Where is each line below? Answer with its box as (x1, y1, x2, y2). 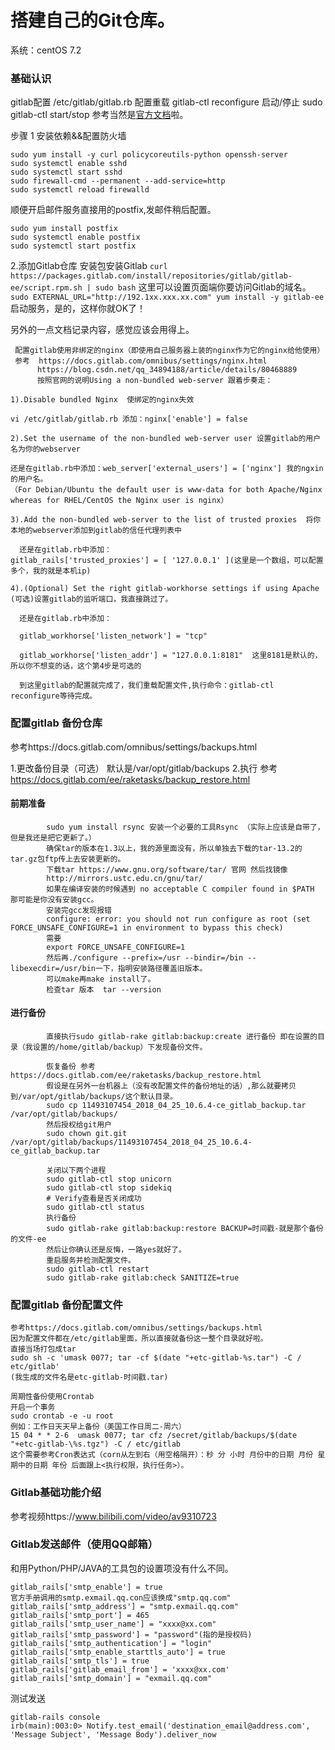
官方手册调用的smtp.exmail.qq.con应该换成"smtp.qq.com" (10, 1592, 232, 1603)
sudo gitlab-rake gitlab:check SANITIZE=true (46, 1272, 240, 1283)
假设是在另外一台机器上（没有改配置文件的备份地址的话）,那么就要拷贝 (46, 1081, 297, 1091)
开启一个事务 (10, 1402, 56, 1413)
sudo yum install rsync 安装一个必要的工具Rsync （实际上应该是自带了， (46, 822, 325, 832)
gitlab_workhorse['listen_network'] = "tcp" (19, 631, 208, 641)
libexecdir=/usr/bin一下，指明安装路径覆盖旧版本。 (10, 963, 208, 973)
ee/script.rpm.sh (10, 283, 83, 293)
